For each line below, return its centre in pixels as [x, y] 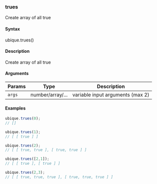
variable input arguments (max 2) [111, 95]
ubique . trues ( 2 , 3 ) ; [25, 173]
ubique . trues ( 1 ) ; [23, 132]
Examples [16, 108]
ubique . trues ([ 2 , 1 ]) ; [27, 159]
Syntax [13, 29]
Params [17, 86]
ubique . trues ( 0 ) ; [23, 119]
